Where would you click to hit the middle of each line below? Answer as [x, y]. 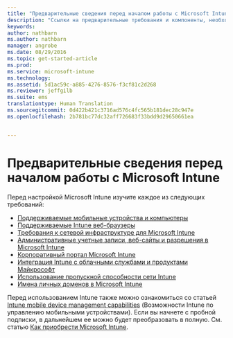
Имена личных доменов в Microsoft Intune [80, 284]
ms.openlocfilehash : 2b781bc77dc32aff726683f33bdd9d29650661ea [101, 116]
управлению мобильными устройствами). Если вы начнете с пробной [112, 312]
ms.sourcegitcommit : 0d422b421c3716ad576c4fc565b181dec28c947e [101, 110]
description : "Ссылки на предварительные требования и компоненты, [107, 20]
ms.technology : [29, 78]
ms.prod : [20, 65]
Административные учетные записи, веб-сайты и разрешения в [113, 240]
